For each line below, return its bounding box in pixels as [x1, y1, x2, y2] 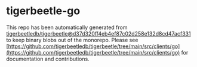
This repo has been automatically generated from [6, 24, 128, 31]
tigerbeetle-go [6, 4, 81, 18]
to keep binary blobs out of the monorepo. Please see [6, 36, 138, 43]
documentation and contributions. [6, 55, 90, 62]
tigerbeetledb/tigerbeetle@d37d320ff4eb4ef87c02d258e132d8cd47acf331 [6, 30, 191, 37]
